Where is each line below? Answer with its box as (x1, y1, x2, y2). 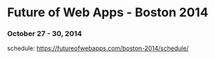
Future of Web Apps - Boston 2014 (7, 5, 209, 20)
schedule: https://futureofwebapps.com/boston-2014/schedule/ (7, 44, 190, 52)
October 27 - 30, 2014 (7, 29, 83, 39)
